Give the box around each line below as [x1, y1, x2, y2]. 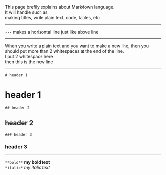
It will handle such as [5, 9, 48, 15]
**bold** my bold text [5, 159, 50, 165]
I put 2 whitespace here [5, 54, 53, 59]
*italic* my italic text [5, 165, 50, 171]
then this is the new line [5, 59, 53, 65]
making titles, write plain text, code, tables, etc [5, 15, 100, 20]
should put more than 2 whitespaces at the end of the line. [5, 48, 124, 54]
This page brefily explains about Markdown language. [5, 4, 115, 10]
